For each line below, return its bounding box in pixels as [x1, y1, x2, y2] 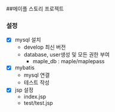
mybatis [14, 64, 35, 71]
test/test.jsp [23, 99, 54, 107]
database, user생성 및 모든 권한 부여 [23, 51, 110, 58]
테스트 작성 [23, 79, 49, 86]
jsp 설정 [14, 86, 34, 94]
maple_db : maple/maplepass [32, 58, 105, 65]
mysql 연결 [23, 71, 50, 79]
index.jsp [23, 93, 46, 100]
